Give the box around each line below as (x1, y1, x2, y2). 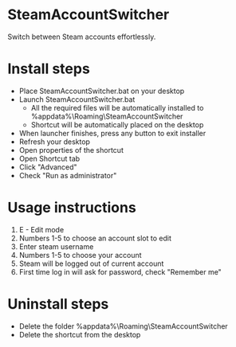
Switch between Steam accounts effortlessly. (7, 32, 156, 41)
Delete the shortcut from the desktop (18, 329, 141, 339)
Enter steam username (18, 241, 94, 251)
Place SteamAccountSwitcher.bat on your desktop (18, 86, 185, 96)
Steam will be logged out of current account (18, 259, 164, 268)
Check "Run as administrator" (18, 170, 117, 180)
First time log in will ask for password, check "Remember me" (18, 267, 222, 276)
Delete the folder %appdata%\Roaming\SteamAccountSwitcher (18, 321, 228, 331)
